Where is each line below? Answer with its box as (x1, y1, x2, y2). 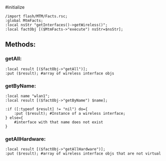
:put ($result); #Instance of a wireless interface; (14, 111, 126, 116)
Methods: (5, 40, 36, 49)
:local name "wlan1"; (5, 93, 50, 98)
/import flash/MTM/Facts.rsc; (5, 14, 68, 19)
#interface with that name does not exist (14, 119, 103, 125)
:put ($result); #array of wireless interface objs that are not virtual (5, 151, 162, 156)
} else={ (5, 115, 23, 120)
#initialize (5, 4, 25, 10)
